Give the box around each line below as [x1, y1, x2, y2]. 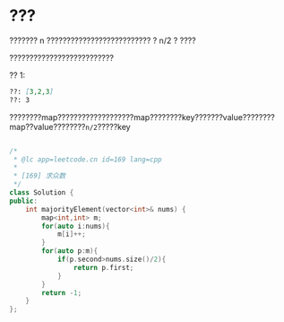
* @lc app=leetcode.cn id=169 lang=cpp [13, 154, 163, 164]
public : [9, 196, 39, 205]
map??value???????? [9, 121, 86, 132]
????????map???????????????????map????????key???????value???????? [9, 111, 275, 122]
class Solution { [9, 188, 74, 197]
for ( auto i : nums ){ [41, 222, 110, 231]
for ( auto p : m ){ [41, 247, 99, 256]
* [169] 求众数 [13, 171, 66, 180]
